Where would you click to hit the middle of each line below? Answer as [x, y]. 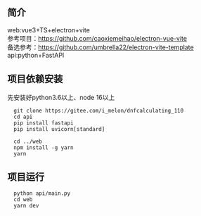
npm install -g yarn [44, 147]
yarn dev [26, 206]
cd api [23, 117]
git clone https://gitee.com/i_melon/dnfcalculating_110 [99, 110]
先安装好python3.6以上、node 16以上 [61, 97]
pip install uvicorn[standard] [59, 129]
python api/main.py [42, 193]
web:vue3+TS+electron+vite [48, 30]
